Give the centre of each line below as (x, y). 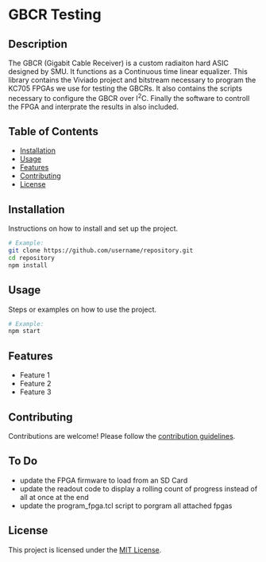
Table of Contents (54, 132)
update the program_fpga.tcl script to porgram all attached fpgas (126, 506)
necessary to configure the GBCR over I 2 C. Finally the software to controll (129, 97)
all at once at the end (54, 497)
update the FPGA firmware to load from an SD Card (104, 480)
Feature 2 (35, 384)
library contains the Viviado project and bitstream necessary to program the (132, 80)
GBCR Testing (55, 15)
